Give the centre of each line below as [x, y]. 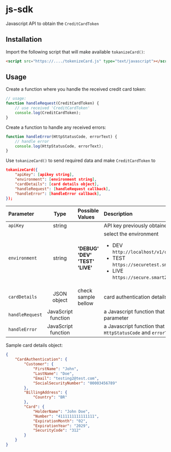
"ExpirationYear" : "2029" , [61, 426]
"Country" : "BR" [50, 397]
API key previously [126, 226]
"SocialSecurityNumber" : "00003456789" [75, 383]
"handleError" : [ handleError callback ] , [58, 194]
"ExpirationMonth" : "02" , [60, 421]
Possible [88, 211]
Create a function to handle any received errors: [56, 127]
